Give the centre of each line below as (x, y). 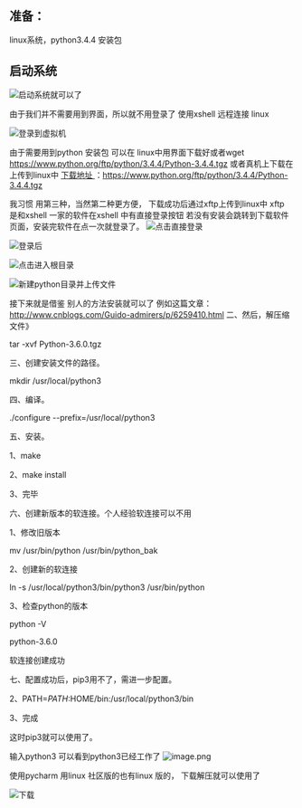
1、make (25, 455)
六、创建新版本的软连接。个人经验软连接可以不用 (100, 513)
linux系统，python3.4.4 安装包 (66, 40)
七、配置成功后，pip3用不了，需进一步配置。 (93, 679)
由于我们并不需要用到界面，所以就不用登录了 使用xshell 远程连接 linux (139, 114)
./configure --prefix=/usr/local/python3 (82, 417)
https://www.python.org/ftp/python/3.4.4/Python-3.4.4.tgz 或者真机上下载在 (151, 163)
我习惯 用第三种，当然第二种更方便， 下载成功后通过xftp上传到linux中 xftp (147, 204)
